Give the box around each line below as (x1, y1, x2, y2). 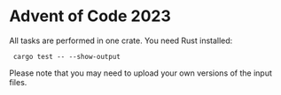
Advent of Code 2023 (9, 6, 171, 26)
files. (9, 77, 27, 87)
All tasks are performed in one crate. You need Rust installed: (9, 35, 233, 46)
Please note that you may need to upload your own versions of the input (9, 68, 273, 78)
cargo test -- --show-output (12, 52, 121, 61)
